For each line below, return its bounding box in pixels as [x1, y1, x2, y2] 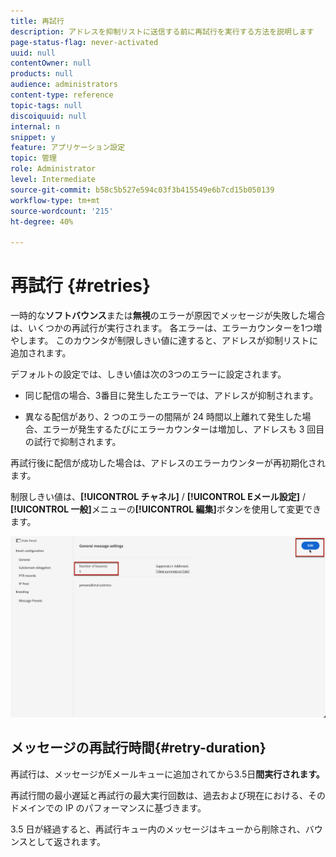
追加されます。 [10, 347, 72, 359]
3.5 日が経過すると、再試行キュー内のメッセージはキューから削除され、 [10, 823, 306, 835]
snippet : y [10, 132, 56, 142]
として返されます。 [27, 835, 106, 847]
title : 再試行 [10, 16, 65, 26]
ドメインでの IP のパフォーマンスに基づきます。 [10, 801, 207, 814]
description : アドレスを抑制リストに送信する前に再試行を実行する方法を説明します [10, 26, 315, 37]
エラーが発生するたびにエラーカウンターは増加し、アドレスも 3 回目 [42, 423, 325, 435]
